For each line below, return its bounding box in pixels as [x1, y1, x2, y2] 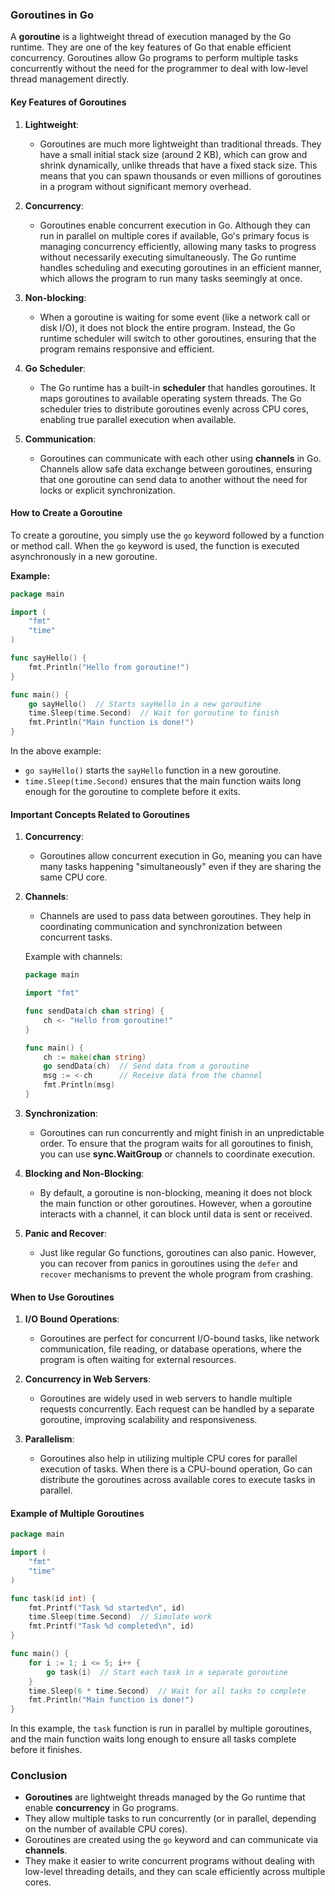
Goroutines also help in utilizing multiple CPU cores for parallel [39, 1453, 298, 1465]
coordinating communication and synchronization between [39, 921, 283, 933]
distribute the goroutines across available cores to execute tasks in [39, 1474, 316, 1486]
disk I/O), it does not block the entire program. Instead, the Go [39, 321, 296, 333]
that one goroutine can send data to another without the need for [39, 473, 308, 485]
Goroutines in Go [10, 8, 94, 22]
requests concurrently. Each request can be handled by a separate [39, 1403, 315, 1415]
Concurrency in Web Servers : [24, 1373, 151, 1385]
